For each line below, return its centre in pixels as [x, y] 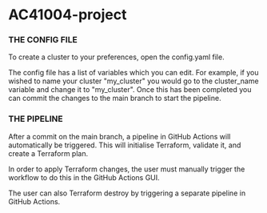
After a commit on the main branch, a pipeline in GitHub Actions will [120, 136]
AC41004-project [68, 15]
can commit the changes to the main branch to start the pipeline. [115, 98]
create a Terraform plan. [48, 153]
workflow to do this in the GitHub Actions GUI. [84, 177]
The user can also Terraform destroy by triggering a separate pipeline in [127, 193]
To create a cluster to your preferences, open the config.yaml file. [117, 57]
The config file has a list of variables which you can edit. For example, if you [133, 73]
